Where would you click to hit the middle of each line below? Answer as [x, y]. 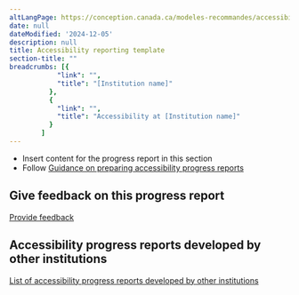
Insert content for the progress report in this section [117, 158]
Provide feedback [41, 217]
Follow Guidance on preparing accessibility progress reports [133, 167]
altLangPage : [33, 17]
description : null [43, 42]
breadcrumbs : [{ [39, 68]
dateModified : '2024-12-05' [61, 34]
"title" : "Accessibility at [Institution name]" [149, 116]
